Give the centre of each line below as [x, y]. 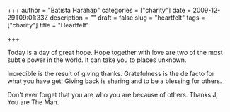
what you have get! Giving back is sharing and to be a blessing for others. [115, 81]
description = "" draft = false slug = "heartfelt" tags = [127, 18]
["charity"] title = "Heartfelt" [48, 25]
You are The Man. [33, 102]
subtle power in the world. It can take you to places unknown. [97, 60]
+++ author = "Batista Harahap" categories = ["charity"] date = [99, 10]
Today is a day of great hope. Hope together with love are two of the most [115, 52]
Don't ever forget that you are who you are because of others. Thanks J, [113, 95]
